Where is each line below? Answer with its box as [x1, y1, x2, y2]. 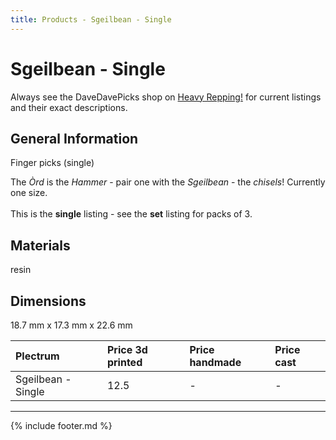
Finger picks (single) [10, 157, 95, 169]
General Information [10, 130, 139, 147]
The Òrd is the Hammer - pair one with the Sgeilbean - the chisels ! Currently [10, 176, 326, 188]
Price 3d [106, 343, 148, 356]
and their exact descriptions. [10, 101, 128, 113]
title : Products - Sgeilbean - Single [10, 14, 172, 25]
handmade [189, 356, 242, 369]
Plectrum [15, 349, 60, 363]
